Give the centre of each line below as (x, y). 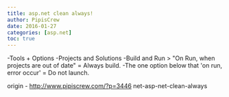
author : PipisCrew (33, 20)
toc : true (21, 39)
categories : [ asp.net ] (39, 32)
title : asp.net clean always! (50, 13)
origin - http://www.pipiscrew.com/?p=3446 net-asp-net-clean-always (107, 86)
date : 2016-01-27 (32, 26)
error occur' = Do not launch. (48, 73)
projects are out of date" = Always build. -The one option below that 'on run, (115, 66)
